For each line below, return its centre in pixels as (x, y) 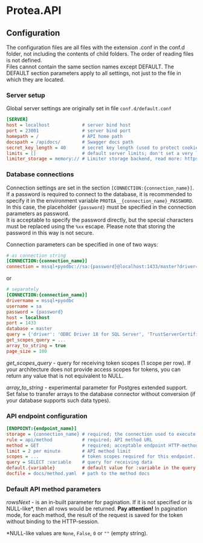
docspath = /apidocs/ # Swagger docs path (70, 142)
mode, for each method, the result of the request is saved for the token (95, 515)
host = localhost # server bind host (69, 125)
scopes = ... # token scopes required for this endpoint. (101, 457)
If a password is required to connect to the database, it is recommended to (99, 194)
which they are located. (35, 80)
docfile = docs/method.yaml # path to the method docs (78, 474)
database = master (29, 329)
